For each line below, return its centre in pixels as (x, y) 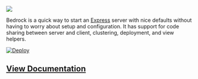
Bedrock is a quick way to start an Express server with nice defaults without (99, 20)
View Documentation (46, 69)
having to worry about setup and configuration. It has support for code (93, 26)
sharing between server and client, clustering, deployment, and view (90, 33)
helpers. (16, 39)
